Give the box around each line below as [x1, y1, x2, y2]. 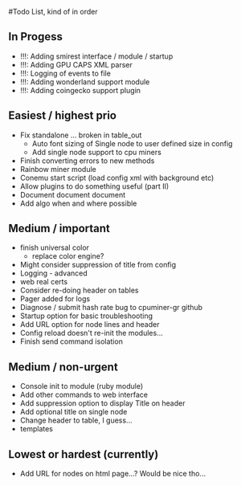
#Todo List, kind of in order [8, 7, 98, 16]
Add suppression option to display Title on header [19, 398, 186, 408]
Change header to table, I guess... [19, 415, 133, 425]
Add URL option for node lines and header [19, 320, 160, 329]
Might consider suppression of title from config [19, 260, 177, 270]
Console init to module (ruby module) [19, 382, 144, 391]
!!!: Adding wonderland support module [19, 76, 150, 87]
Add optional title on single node [19, 407, 128, 417]
